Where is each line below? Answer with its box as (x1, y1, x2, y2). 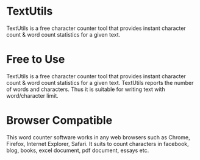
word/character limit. (6, 92, 59, 99)
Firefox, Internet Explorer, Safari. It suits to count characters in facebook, (6, 140, 189, 147)
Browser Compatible (6, 114, 113, 128)
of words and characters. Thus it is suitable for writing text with (6, 85, 166, 93)
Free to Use (6, 53, 65, 67)
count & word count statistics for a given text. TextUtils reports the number (6, 79, 194, 86)
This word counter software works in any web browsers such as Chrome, (6, 133, 190, 141)
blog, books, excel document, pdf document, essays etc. (6, 147, 149, 154)
